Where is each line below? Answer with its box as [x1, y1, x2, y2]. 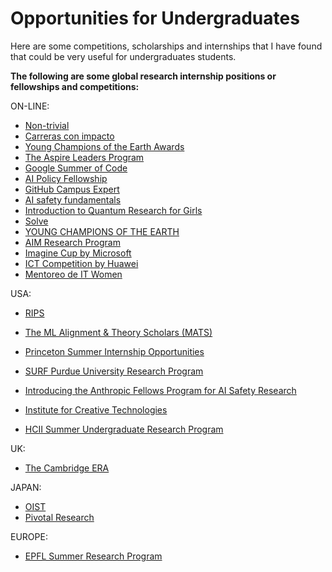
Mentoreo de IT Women [24, 268, 123, 280]
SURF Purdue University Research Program [24, 365, 204, 377]
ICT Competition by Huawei [24, 257, 139, 269]
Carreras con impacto [24, 130, 115, 142]
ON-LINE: [10, 100, 50, 112]
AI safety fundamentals [24, 193, 122, 206]
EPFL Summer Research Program [24, 550, 163, 562]
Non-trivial [24, 119, 70, 131]
